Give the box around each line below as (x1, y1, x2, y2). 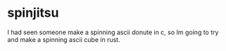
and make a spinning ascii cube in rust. (7, 35, 121, 43)
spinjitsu (7, 5, 59, 21)
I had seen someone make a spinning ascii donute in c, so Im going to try (7, 28, 219, 36)
